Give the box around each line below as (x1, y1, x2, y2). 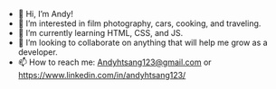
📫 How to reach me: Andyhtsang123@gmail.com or (17, 57, 212, 67)
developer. (17, 47, 58, 58)
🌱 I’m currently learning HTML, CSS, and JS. (17, 28, 184, 38)
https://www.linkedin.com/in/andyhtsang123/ (17, 70, 186, 80)
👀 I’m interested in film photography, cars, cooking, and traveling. (17, 18, 262, 29)
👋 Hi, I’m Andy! (17, 9, 74, 19)
